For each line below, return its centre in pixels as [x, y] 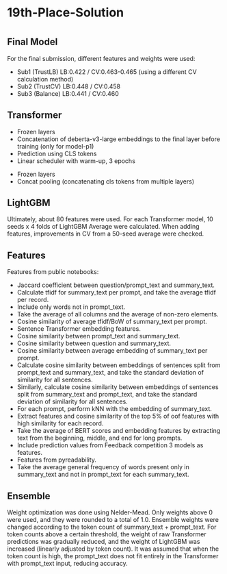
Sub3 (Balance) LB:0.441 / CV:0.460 [68, 93]
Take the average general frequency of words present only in [103, 467]
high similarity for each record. [60, 423]
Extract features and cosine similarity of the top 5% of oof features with [118, 416]
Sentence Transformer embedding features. [79, 329]
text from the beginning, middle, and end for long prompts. [99, 438]
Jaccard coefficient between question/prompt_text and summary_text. [116, 285]
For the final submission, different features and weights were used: [101, 58]
